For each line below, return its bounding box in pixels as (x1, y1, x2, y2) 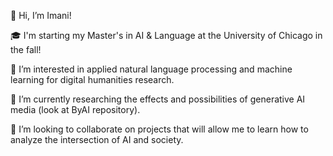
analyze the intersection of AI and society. (10, 134, 184, 145)
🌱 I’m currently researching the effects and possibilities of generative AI (10, 93, 306, 105)
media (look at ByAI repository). (10, 104, 141, 115)
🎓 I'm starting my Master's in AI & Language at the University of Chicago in (10, 30, 323, 41)
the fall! (10, 44, 42, 55)
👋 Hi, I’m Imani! (10, 10, 72, 21)
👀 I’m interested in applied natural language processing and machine (10, 63, 293, 75)
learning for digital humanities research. (10, 74, 175, 85)
